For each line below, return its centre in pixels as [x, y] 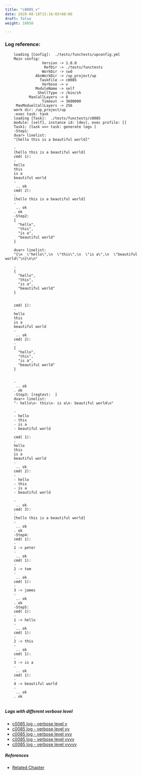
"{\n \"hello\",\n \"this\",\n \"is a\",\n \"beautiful [76, 254]
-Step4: [21, 535]
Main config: [27, 59]
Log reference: [23, 44]
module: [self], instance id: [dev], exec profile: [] [70, 122]
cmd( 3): [23, 509]
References [17, 756]
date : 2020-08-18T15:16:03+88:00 [39, 14]
